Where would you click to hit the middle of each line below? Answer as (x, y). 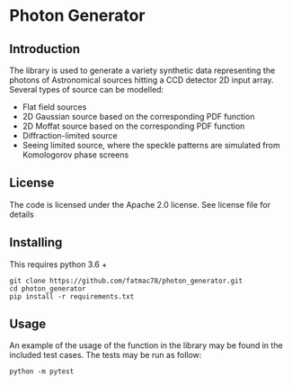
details (22, 214)
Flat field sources (54, 107)
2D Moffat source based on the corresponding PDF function (133, 126)
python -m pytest (42, 372)
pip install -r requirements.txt (72, 296)
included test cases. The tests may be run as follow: (106, 355)
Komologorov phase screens (75, 155)
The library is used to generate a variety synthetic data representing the (142, 70)
